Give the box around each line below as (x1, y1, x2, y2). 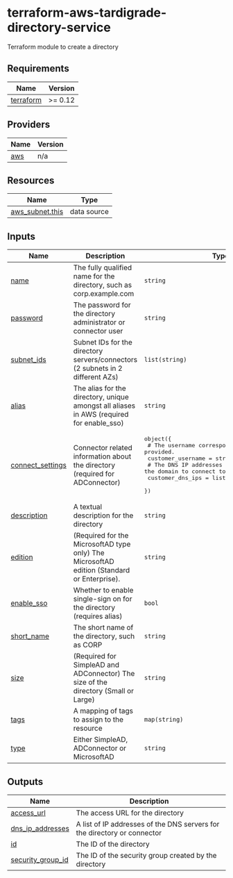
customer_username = (147, 455, 213, 463)
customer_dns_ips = (147, 474, 209, 482)
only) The (73, 548, 105, 558)
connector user (73, 326, 123, 336)
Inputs (7, 231, 36, 242)
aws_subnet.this (10, 207, 64, 217)
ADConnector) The (73, 669, 135, 679)
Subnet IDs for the (73, 338, 133, 347)
